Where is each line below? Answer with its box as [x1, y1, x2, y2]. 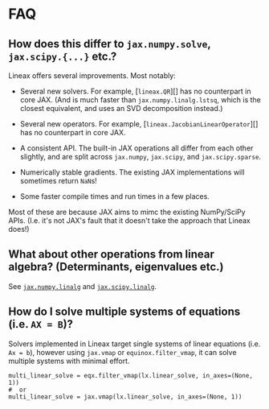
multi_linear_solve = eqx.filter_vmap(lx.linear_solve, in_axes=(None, [8, 371, 253, 379]
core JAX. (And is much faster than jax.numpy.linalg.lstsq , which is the [19, 95, 261, 105]
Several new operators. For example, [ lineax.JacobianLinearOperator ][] [19, 119, 259, 129]
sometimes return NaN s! [19, 176, 98, 185]
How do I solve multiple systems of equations [8, 305, 241, 319]
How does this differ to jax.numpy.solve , [8, 37, 211, 51]
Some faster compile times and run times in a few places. [19, 192, 210, 201]
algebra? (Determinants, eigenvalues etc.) [8, 260, 224, 274]
